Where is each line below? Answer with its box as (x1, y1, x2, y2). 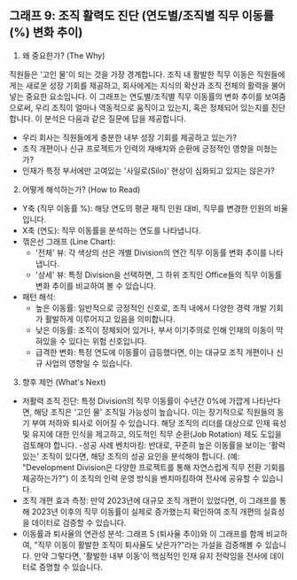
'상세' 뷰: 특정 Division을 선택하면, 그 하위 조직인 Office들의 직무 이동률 (35, 269, 282, 280)
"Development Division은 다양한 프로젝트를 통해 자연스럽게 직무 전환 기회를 (21, 461, 285, 472)
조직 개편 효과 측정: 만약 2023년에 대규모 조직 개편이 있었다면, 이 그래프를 (21, 495, 277, 506)
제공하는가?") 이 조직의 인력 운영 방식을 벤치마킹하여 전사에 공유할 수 (21, 473, 260, 483)
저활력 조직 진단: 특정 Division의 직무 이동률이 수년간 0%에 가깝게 (21, 395, 251, 406)
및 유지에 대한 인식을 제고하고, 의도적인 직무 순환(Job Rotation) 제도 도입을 (21, 429, 282, 439)
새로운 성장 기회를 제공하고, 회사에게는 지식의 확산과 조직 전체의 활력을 (25, 80, 270, 90)
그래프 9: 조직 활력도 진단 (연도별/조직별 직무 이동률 (9, 8, 275, 24)
